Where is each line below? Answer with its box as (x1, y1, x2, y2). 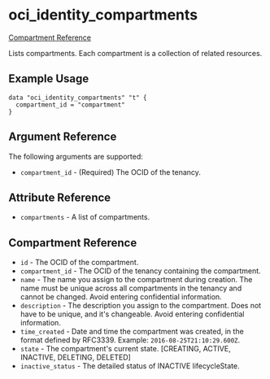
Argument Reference (8, 130, 117, 144)
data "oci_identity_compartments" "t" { (8, 94, 148, 102)
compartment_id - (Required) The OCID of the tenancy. (20, 167, 202, 176)
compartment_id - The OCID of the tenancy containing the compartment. (20, 266, 262, 276)
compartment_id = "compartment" (15, 100, 126, 109)
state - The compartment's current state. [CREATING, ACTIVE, (20, 344, 231, 354)
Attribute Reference (8, 190, 111, 204)
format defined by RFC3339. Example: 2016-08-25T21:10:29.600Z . (20, 335, 241, 345)
